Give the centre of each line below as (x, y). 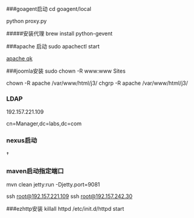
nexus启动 (22, 140)
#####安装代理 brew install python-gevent (60, 33)
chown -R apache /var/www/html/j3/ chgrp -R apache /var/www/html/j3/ (97, 83)
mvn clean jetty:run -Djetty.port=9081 (53, 184)
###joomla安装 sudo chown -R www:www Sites (66, 71)
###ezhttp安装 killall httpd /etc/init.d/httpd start (65, 208)
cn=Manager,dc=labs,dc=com (44, 124)
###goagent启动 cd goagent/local (49, 9)
